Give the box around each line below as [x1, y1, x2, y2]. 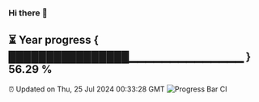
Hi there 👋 [8, 7, 49, 19]
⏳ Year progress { [8, 33, 100, 47]
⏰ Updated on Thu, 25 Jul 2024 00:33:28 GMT [8, 84, 165, 94]
